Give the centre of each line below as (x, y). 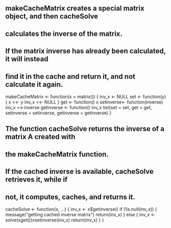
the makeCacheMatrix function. (57, 154)
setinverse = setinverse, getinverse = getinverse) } (58, 113)
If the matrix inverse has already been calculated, (86, 51)
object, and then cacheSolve (52, 17)
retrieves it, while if (36, 180)
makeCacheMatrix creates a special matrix (75, 8)
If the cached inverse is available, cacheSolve (80, 172)
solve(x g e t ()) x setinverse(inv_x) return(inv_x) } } (55, 220)
